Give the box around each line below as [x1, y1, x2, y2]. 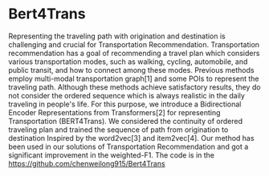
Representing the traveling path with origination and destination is [8, 31, 226, 41]
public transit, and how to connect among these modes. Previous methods [8, 65, 255, 74]
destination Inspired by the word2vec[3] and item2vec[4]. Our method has [8, 133, 255, 142]
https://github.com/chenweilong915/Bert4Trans [8, 158, 166, 168]
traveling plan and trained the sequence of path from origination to [8, 125, 229, 134]
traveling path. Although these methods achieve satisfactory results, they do [8, 82, 261, 92]
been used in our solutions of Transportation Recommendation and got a [8, 142, 249, 151]
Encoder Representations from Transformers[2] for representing [8, 107, 221, 117]
